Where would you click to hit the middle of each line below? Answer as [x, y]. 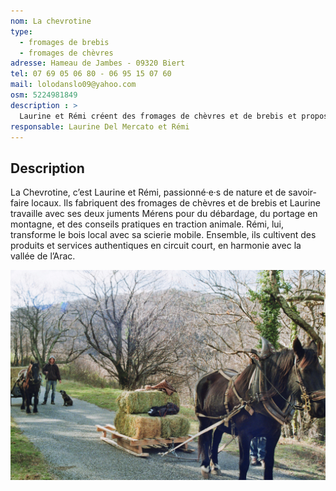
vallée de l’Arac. [43, 256]
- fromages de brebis [64, 42]
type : [21, 31]
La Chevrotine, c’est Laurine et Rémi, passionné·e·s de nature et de [148, 192]
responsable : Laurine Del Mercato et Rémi [100, 126]
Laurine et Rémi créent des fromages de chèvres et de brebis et [158, 116]
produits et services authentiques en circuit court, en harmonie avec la [156, 246]
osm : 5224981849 [44, 95]
